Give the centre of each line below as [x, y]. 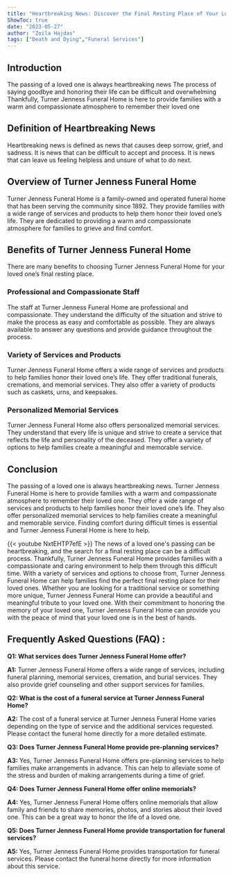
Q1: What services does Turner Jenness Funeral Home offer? [97, 656]
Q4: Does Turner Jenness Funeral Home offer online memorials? [102, 788]
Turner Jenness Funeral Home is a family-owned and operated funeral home [116, 198]
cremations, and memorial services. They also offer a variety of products [111, 384]
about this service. [34, 866]
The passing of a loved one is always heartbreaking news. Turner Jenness [113, 486]
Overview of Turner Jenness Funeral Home [102, 182]
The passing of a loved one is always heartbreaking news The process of [112, 84]
